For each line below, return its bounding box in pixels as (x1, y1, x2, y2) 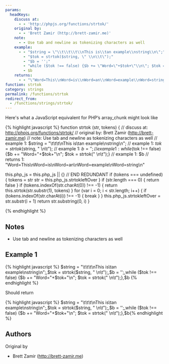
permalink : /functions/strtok (5, 92, 69, 97)
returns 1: (5, 156, 25, 162)
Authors (5, 330, 32, 338)
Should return (5, 290, 34, 296)
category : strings (5, 86, 44, 92)
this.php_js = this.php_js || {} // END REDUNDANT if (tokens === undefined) (5, 171, 163, 177)
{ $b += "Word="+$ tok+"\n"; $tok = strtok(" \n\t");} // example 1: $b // (5, 151, 149, 157)
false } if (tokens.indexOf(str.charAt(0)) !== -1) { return (5, 182, 118, 189)
